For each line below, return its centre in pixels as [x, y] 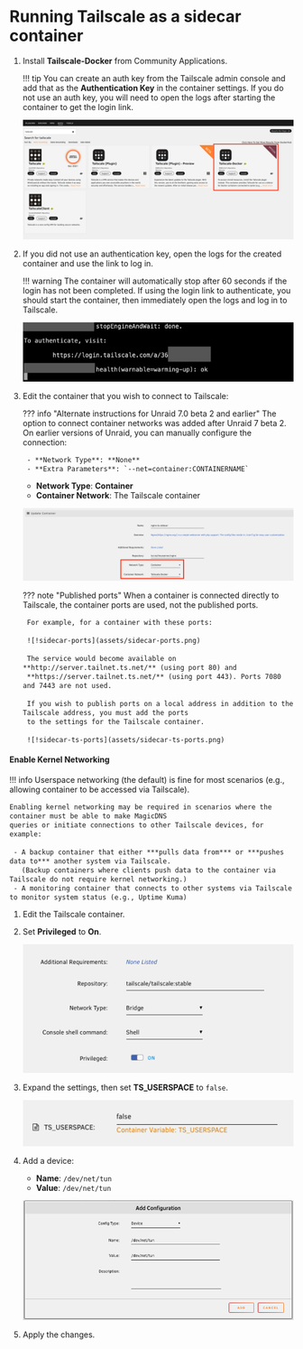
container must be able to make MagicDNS [88, 816]
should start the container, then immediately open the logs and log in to [155, 300]
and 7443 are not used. [67, 685]
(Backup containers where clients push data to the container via [149, 870]
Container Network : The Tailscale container [118, 496]
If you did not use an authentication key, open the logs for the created [152, 254]
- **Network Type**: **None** [83, 461]
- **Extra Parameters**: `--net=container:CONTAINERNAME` [138, 470]
